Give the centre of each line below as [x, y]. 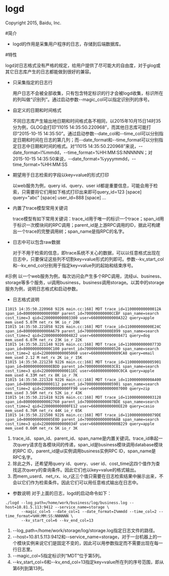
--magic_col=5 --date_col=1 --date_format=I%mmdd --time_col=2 [89, 511]
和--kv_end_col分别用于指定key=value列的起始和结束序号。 [74, 265]
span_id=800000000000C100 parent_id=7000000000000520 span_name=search [82, 349]
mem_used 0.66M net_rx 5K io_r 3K [42, 428]
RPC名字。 [24, 457]
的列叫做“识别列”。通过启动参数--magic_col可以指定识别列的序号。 [82, 99]
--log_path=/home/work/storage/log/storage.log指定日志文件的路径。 [85, 530]
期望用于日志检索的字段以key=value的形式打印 [61, 175]
